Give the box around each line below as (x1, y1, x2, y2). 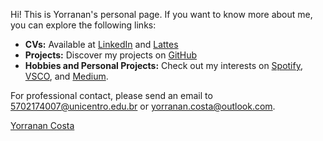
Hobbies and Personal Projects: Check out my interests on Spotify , (24, 60, 303, 71)
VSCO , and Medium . (24, 70, 109, 82)
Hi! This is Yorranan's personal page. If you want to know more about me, (10, 9, 313, 20)
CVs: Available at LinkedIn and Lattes (24, 39, 179, 50)
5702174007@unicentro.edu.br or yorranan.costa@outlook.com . (10, 100, 276, 112)
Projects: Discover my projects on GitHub (24, 49, 198, 61)
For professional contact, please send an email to (10, 90, 213, 101)
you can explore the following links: (10, 19, 157, 31)
